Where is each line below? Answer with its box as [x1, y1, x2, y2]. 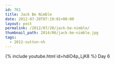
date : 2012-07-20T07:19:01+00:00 [5, 16, 74, 21]
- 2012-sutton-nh [9, 40, 46, 45]
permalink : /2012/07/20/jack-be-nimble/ [5, 26, 90, 31]
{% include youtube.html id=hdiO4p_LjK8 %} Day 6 [5, 53, 110, 59]
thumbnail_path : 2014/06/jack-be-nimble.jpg [5, 30, 99, 35]
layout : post [5, 21, 32, 26]
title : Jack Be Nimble [5, 12, 52, 17]
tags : [5, 35, 16, 40]
